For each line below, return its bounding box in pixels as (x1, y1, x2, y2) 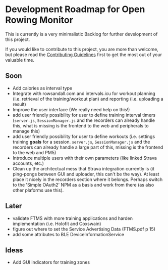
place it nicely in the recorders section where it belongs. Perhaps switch (12, 176, 163, 183)
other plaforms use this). (12, 187, 64, 193)
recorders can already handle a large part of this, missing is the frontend (12, 144, 163, 150)
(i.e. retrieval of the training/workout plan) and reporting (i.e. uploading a (12, 96, 163, 102)
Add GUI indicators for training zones (12, 259, 90, 265)
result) (12, 101, 26, 107)
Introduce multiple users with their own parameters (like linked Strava (12, 155, 157, 161)
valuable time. (5, 57, 34, 63)
